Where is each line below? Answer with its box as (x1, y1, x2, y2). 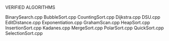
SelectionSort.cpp (5, 30, 43, 36)
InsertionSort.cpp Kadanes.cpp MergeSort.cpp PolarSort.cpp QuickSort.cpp (5, 25, 164, 31)
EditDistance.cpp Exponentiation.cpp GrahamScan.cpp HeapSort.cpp (5, 20, 150, 25)
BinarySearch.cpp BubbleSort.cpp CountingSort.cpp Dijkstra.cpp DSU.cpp (5, 14, 160, 20)
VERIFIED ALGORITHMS (5, 5, 56, 10)
